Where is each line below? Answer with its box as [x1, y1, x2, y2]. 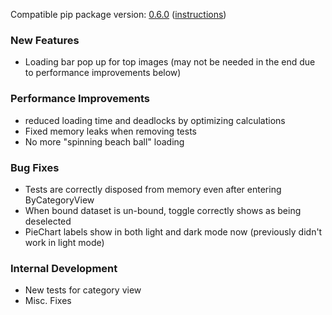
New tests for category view [24, 284, 142, 296]
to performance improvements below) [24, 67, 182, 79]
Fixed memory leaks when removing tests [24, 125, 197, 137]
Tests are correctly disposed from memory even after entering [24, 183, 282, 195]
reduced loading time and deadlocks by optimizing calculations [24, 114, 286, 126]
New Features [10, 33, 80, 47]
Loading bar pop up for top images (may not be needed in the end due [24, 56, 316, 68]
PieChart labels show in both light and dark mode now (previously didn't [24, 225, 323, 238]
